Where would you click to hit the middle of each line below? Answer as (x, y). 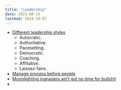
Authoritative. (33, 43)
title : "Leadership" (26, 9)
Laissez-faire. (33, 69)
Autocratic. (30, 37)
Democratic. (32, 53)
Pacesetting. (32, 48)
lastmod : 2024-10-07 (26, 18)
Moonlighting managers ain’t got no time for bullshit (64, 79)
